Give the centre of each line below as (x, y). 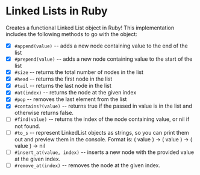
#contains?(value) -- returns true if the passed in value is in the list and (103, 106)
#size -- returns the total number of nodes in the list (79, 72)
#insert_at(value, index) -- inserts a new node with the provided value (104, 152)
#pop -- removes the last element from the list (70, 99)
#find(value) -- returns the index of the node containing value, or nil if (102, 119)
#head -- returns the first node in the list (63, 79)
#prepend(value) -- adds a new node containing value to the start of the (103, 59)
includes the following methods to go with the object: (72, 34)
